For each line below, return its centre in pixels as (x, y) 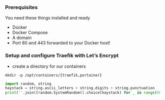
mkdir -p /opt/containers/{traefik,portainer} (54, 75)
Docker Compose (30, 33)
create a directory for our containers (49, 66)
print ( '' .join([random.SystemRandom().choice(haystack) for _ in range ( (81, 93)
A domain (22, 38)
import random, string (28, 84)
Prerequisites (21, 7)
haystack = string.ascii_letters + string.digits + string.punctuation (80, 88)
